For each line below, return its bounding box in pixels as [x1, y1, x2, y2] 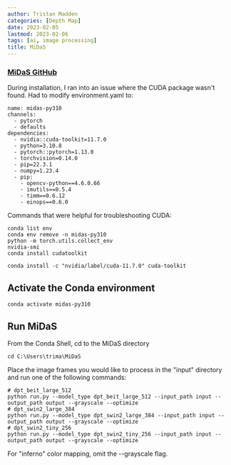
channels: [7, 111, 37, 119]
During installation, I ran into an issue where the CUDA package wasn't [7, 84, 215, 92]
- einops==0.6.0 [20, 199, 69, 206]
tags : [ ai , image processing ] [7, 37, 98, 44]
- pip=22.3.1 [14, 161, 53, 169]
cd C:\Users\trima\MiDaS [7, 353, 81, 360]
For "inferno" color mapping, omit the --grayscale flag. [7, 449, 168, 458]
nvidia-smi [7, 244, 40, 251]
